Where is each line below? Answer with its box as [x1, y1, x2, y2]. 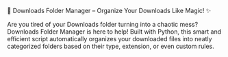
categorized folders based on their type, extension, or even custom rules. [7, 42, 214, 50]
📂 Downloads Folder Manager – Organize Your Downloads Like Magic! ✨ [7, 7, 211, 14]
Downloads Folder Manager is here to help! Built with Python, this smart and [7, 27, 222, 36]
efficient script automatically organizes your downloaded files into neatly [7, 35, 212, 43]
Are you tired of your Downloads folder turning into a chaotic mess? [7, 21, 199, 28]
